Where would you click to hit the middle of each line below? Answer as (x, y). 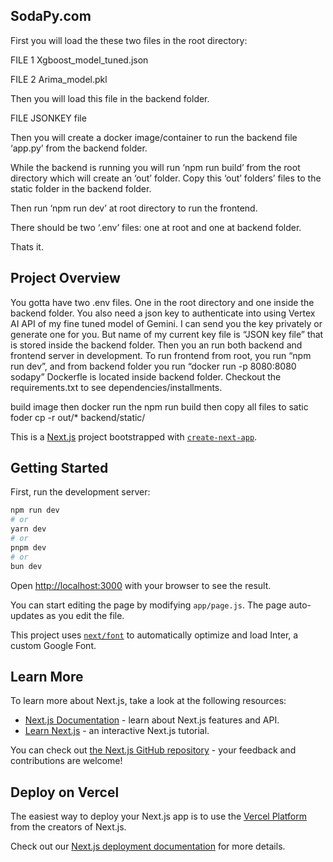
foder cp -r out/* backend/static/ (78, 417)
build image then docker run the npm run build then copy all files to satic (159, 406)
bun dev (26, 566)
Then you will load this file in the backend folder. (110, 98)
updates (27, 615)
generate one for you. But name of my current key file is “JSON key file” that (167, 334)
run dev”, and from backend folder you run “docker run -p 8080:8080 (153, 366)
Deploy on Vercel (65, 792)
